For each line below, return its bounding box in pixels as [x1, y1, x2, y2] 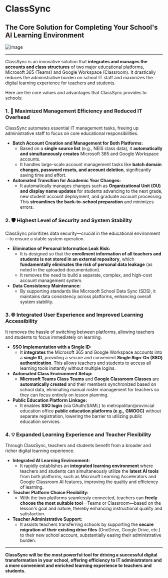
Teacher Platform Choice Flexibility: [12, 490, 89, 496]
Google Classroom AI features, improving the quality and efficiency [19, 479, 158, 485]
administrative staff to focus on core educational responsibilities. [5, 130, 138, 136]
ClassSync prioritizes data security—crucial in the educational [5, 230, 133, 236]
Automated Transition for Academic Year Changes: [12, 178, 121, 184]
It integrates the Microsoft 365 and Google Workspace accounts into [19, 349, 162, 355]
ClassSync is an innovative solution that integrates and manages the [5, 59, 147, 64]
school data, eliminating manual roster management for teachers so [19, 386, 159, 392]
